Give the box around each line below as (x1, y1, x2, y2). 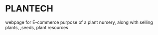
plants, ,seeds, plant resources (5, 24, 69, 30)
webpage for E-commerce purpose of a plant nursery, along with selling (5, 19, 154, 25)
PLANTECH (5, 3, 53, 14)
